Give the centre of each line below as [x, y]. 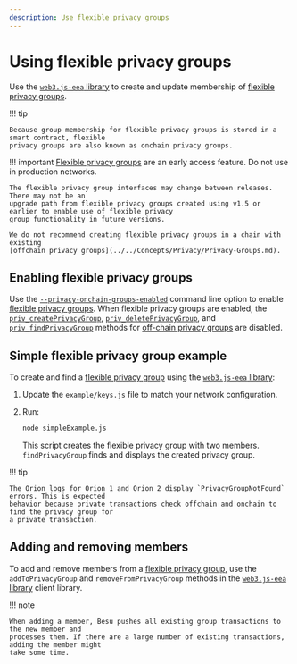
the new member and [45, 629]
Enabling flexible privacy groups [101, 277]
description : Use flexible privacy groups [89, 17]
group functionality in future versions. [87, 219]
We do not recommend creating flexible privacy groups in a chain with [145, 235]
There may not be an [48, 196]
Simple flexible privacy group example [118, 355]
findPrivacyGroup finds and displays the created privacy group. [139, 455]
